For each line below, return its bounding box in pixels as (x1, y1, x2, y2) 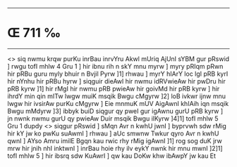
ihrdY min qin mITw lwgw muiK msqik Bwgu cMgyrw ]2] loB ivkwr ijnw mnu (7, 92, 226, 100)
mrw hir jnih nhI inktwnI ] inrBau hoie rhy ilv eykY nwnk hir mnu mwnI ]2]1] (7, 144, 224, 152)
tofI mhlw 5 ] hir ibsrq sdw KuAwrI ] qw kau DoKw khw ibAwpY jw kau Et (7, 152, 217, 160)
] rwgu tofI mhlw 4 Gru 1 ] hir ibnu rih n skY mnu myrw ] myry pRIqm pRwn (7, 62, 224, 70)
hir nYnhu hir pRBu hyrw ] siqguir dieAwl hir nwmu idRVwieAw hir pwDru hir (7, 76, 226, 85)
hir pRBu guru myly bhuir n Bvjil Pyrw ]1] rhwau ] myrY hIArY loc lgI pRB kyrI (7, 69, 229, 78)
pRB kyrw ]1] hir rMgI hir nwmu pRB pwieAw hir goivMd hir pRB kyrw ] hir (7, 84, 220, 93)
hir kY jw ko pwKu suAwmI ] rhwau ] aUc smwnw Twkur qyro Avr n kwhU (7, 129, 220, 138)
